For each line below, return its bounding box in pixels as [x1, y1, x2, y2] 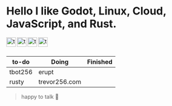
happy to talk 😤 [21, 93, 59, 100]
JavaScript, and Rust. [6, 17, 117, 31]
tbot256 [9, 67, 33, 76]
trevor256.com [38, 77, 82, 86]
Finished [87, 57, 113, 66]
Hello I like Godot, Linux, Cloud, [6, 4, 167, 18]
